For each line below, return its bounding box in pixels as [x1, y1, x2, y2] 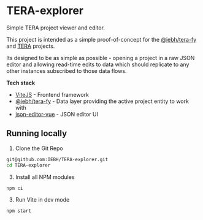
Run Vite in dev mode [15, 196, 70, 203]
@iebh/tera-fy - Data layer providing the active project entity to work [15, 97, 189, 105]
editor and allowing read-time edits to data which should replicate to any [6, 61, 190, 68]
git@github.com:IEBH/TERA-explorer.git [6, 156, 109, 162]
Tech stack [6, 79, 36, 86]
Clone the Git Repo [15, 145, 63, 152]
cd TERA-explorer [6, 162, 51, 169]
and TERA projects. [6, 42, 55, 50]
